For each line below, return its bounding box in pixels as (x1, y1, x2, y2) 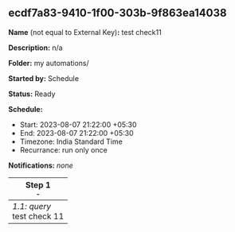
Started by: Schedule (8, 73, 80, 83)
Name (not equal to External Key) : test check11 (8, 27, 162, 37)
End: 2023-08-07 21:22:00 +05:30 (19, 128, 134, 137)
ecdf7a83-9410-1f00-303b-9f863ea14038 (8, 6, 227, 20)
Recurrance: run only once (19, 145, 108, 154)
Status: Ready (8, 89, 56, 99)
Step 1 (25, 179, 51, 190)
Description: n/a (8, 43, 63, 52)
